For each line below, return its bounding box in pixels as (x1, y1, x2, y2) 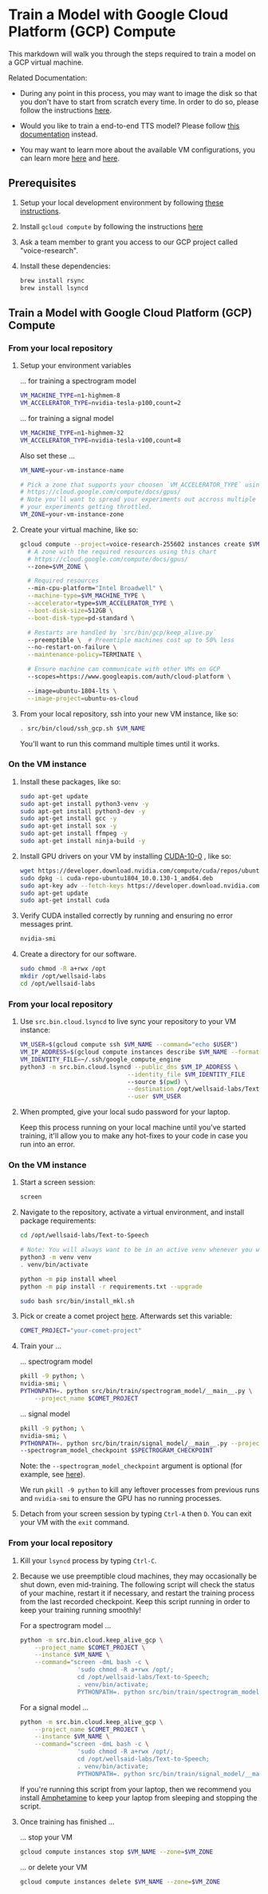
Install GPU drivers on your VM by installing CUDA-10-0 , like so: (19, 851, 231, 860)
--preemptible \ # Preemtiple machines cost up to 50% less (27, 636, 235, 644)
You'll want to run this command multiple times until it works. (19, 739, 220, 748)
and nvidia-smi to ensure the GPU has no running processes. (19, 1494, 222, 1503)
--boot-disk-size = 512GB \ (27, 606, 113, 614)
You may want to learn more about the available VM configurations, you (19, 145, 255, 154)
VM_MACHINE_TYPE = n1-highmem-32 (19, 429, 124, 437)
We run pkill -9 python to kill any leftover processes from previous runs (19, 1485, 260, 1495)
